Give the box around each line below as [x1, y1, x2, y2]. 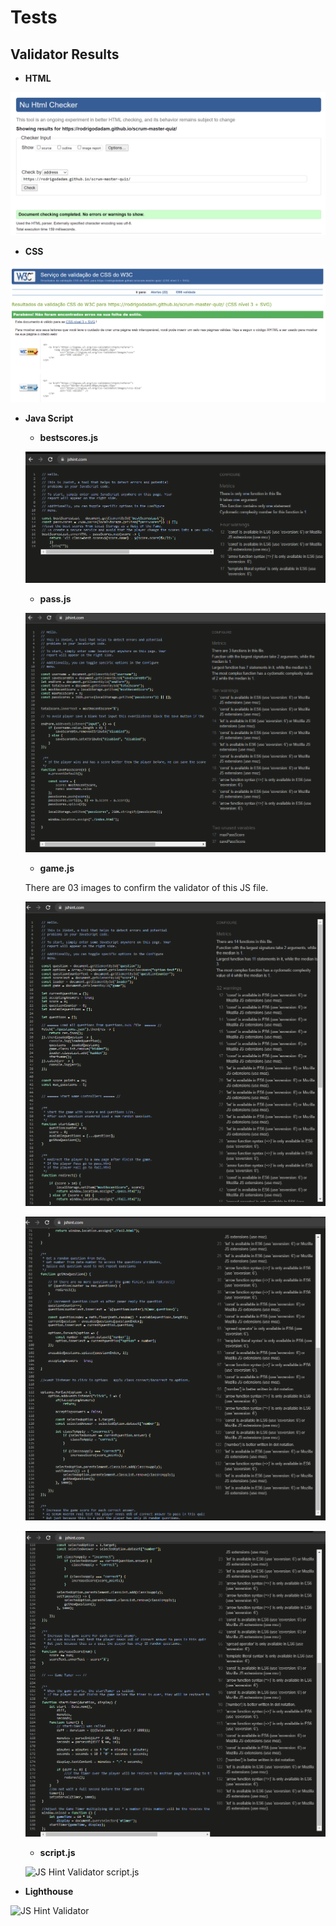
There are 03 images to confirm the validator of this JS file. [24, 882, 269, 894]
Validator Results [10, 46, 120, 63]
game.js [39, 862, 75, 875]
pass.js [39, 593, 72, 605]
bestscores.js [39, 432, 99, 444]
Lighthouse [24, 1886, 74, 1898]
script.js [39, 1847, 76, 1859]
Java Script [24, 412, 74, 425]
